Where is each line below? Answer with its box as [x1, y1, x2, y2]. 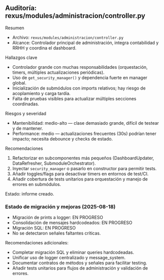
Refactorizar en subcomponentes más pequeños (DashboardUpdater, [12, 155, 154, 161]
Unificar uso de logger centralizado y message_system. [12, 255, 126, 261]
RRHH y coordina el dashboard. [12, 45, 77, 51]
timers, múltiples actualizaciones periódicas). [12, 69, 105, 75]
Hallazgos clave [5, 54, 38, 60]
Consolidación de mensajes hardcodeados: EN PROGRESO [12, 220, 132, 226]
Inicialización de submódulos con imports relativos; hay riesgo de [12, 85, 146, 91]
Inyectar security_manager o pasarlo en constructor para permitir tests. [12, 165, 157, 171]
